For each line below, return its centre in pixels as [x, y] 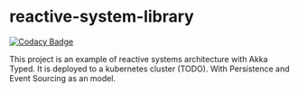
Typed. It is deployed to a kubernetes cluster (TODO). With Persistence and [150, 69]
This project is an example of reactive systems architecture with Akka [139, 59]
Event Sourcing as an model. [62, 78]
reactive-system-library [102, 17]
